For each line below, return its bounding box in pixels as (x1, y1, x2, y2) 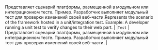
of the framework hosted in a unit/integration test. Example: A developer (5, 19, 149, 25)
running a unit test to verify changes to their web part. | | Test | (5, 25, 129, 30)
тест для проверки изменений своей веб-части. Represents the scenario (5, 14, 154, 20)
